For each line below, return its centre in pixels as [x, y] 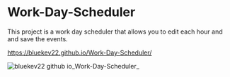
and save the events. [38, 38]
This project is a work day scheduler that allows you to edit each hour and [115, 31]
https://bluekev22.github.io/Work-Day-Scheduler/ [80, 52]
